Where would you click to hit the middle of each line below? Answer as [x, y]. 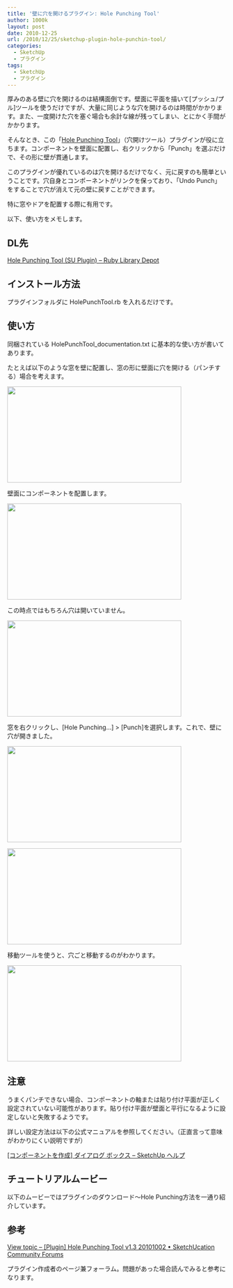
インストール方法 [44, 284]
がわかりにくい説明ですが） [47, 1140]
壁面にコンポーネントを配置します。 [59, 493]
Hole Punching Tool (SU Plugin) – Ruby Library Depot [83, 260]
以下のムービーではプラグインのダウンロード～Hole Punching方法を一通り [113, 1197]
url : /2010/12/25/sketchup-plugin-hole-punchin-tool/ [87, 40]
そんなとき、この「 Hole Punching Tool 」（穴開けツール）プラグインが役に [113, 140]
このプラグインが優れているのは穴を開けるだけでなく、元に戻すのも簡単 [111, 172]
